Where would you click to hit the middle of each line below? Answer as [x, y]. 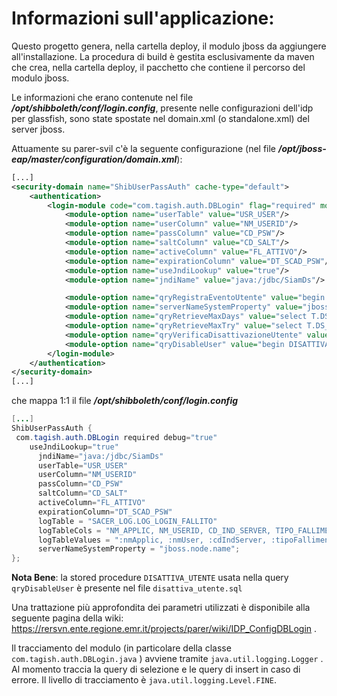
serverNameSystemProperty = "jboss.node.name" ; [139, 549]
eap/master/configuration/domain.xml [94, 159]
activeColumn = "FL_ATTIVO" [91, 503]
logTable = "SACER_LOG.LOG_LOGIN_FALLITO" [127, 521]
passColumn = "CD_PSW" [80, 484]
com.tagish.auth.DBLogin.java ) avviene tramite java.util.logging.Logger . [167, 659]
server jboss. [38, 129]
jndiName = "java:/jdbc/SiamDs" [100, 456]
